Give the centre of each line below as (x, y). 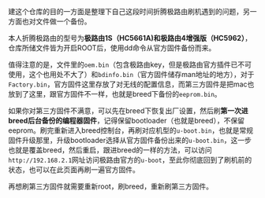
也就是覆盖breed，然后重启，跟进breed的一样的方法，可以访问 (110, 150)
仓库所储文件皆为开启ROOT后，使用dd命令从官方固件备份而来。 (112, 48)
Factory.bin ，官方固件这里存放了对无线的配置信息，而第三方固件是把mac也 (131, 84)
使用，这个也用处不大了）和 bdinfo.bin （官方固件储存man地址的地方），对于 (131, 74)
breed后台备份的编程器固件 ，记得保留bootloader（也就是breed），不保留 (126, 121)
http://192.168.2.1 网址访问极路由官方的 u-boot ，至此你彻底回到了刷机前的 (130, 160)
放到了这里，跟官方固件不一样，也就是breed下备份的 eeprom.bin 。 (115, 94)
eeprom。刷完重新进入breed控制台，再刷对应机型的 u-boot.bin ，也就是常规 (131, 130)
